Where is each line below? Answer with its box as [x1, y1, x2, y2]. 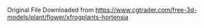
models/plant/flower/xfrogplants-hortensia [7, 13, 129, 21]
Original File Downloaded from [7, 6, 94, 14]
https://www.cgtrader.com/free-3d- [95, 6, 197, 14]
